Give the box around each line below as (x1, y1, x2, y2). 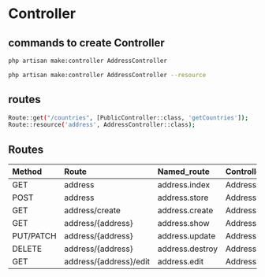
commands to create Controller (8, 36, 165, 50)
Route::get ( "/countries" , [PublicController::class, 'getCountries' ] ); (8, 113, 248, 122)
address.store (157, 192, 209, 203)
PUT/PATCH (12, 231, 57, 242)
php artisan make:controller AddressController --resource (8, 71, 207, 79)
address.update (157, 231, 216, 242)
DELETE (12, 243, 42, 254)
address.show (157, 218, 211, 229)
